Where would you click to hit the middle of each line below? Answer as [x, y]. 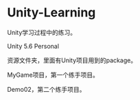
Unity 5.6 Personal [33, 46]
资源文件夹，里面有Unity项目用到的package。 [72, 60]
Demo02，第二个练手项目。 [46, 89]
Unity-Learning [51, 13]
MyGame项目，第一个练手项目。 [53, 75]
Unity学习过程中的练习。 [42, 32]
